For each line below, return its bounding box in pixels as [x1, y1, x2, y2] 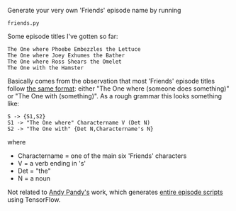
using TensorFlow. [7, 195, 61, 204]
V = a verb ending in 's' [17, 159, 86, 167]
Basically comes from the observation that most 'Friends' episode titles [7, 77, 215, 85]
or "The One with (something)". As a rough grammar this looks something [7, 92, 222, 100]
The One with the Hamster [7, 64, 84, 72]
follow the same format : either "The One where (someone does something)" [7, 84, 230, 93]
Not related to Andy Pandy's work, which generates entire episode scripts [7, 188, 223, 196]
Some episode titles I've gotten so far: [7, 32, 118, 40]
